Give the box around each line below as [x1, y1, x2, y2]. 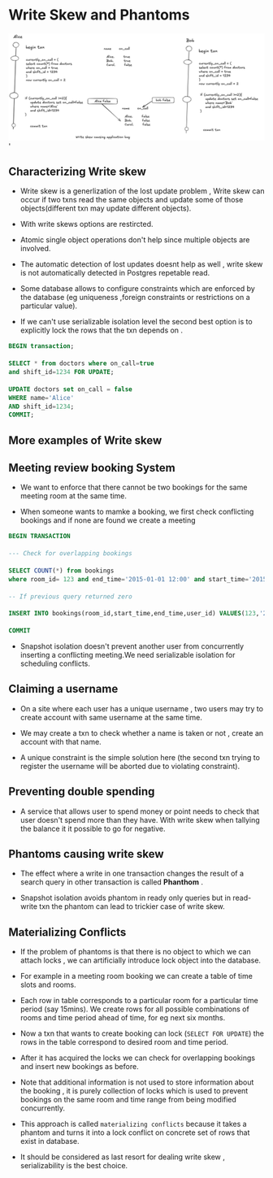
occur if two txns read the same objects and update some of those [19, 195, 244, 205]
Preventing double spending [8, 785, 155, 798]
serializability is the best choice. [19, 1161, 128, 1171]
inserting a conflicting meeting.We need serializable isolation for [19, 650, 236, 659]
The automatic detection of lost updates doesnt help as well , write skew [19, 259, 263, 269]
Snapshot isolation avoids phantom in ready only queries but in [19, 893, 232, 903]
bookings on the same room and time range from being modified [19, 1095, 237, 1105]
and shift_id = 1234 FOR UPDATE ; [8, 368, 115, 376]
